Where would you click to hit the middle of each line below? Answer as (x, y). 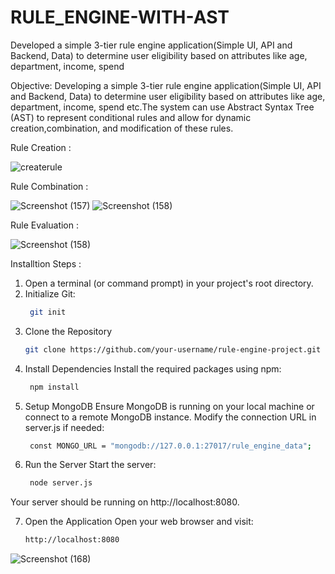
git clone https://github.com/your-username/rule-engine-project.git (173, 349)
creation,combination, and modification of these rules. (122, 128)
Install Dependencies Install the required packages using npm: (153, 368)
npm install (54, 387)
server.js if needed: (64, 427)
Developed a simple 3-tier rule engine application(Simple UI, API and (151, 45)
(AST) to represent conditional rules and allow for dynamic (131, 117)
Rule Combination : (49, 186)
